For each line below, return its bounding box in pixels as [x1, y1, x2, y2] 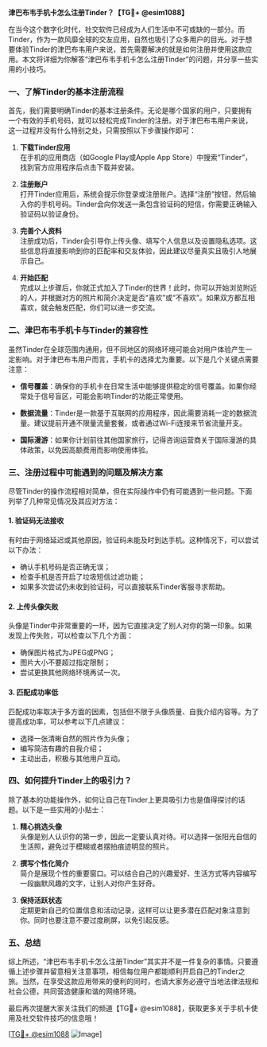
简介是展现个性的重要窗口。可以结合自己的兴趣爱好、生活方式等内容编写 [19, 868, 257, 878]
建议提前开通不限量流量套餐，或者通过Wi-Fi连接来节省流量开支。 [33, 418, 247, 428]
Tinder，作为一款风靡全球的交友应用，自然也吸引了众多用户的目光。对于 [8, 35, 246, 44]
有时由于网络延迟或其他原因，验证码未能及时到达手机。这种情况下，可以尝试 [8, 535, 259, 545]
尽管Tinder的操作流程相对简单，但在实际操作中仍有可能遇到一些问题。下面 [8, 486, 253, 496]
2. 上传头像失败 [8, 601, 59, 611]
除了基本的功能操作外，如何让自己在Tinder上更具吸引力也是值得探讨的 [8, 795, 238, 804]
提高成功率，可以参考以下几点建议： [8, 717, 127, 726]
